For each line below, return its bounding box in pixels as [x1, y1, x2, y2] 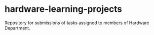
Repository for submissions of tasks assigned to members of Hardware [4, 20, 149, 26]
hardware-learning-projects [4, 3, 122, 15]
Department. [4, 25, 31, 31]
